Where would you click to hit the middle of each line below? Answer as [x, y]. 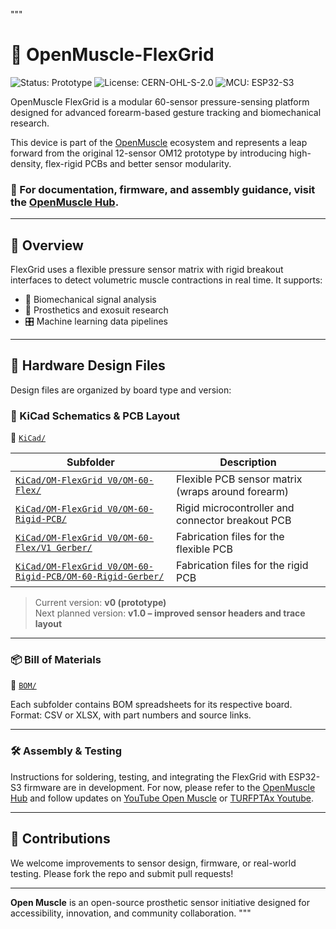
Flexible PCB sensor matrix [239, 479]
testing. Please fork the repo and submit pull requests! [122, 873]
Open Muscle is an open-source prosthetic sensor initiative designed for [160, 902]
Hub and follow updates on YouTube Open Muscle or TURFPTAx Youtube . [162, 798]
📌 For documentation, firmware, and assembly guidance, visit [163, 189]
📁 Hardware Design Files [88, 365]
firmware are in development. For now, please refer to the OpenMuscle [169, 787]
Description [248, 462]
